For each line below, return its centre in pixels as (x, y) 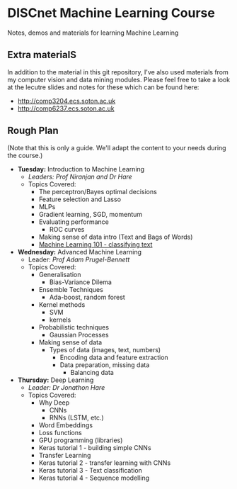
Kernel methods (62, 304)
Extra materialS (42, 55)
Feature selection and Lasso (80, 199)
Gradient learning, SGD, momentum (91, 214)
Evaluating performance (74, 222)
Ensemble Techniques (71, 289)
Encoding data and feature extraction (114, 357)
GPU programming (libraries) (81, 440)
